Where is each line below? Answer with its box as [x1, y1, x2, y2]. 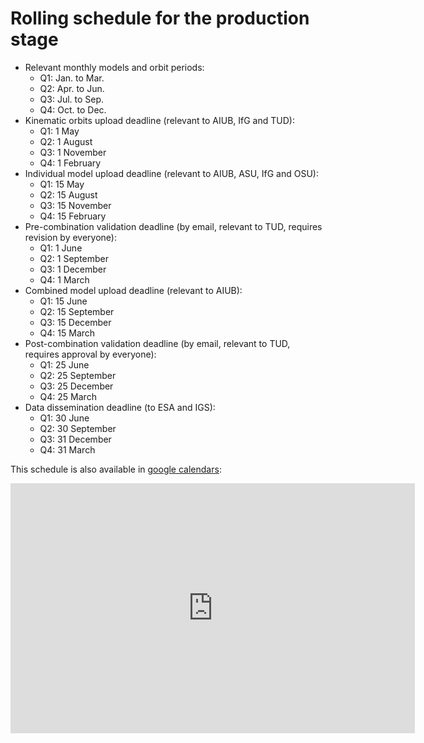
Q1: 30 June [39, 412, 90, 424]
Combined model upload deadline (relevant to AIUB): [24, 284, 243, 296]
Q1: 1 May [39, 125, 80, 137]
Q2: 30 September [39, 422, 117, 434]
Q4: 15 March [39, 327, 96, 339]
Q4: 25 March [39, 390, 97, 402]
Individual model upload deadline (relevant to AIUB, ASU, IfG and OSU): [24, 167, 319, 179]
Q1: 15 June [39, 295, 88, 307]
